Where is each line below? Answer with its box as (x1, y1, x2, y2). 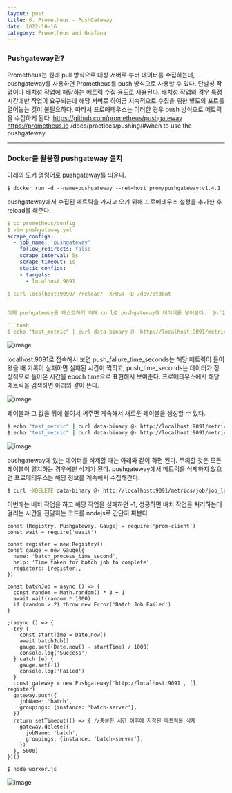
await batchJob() (19, 638, 70, 644)
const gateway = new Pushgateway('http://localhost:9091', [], (13, 680, 199, 687)
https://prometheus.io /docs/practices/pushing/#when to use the (7, 122, 192, 130)
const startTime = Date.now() (19, 631, 107, 639)
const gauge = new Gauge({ (7, 547, 85, 554)
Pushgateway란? (7, 53, 65, 63)
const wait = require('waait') (7, 529, 97, 536)
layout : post (7, 10, 45, 17)
